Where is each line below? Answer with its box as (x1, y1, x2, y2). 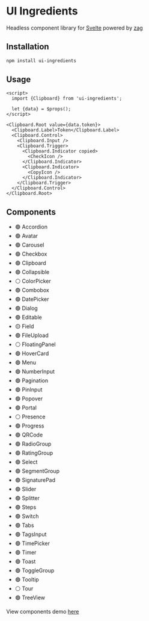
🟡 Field (14, 323, 34, 330)
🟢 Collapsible (14, 268, 50, 276)
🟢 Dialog (14, 304, 38, 312)
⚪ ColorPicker (14, 277, 51, 285)
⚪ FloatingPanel (14, 341, 56, 348)
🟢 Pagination (14, 377, 49, 384)
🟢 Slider (14, 485, 37, 493)
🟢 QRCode (14, 431, 43, 438)
